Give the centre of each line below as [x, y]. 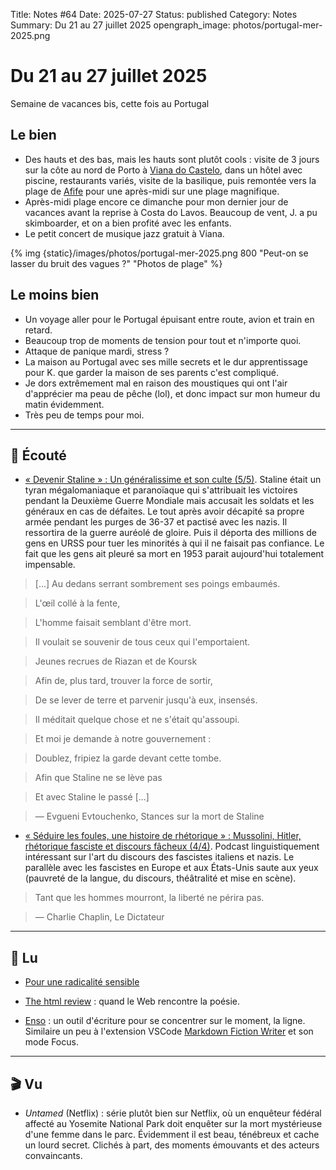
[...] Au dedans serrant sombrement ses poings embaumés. [157, 584]
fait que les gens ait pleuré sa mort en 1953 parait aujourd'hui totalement [174, 554]
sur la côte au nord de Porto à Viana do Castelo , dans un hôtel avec [163, 170]
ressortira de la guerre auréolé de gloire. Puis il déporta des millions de [170, 533]
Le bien [33, 135]
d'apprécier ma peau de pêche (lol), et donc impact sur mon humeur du [172, 393]
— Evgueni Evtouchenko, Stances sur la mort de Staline [149, 816]
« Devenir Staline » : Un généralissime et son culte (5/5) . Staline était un [173, 480]
